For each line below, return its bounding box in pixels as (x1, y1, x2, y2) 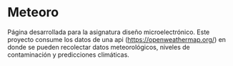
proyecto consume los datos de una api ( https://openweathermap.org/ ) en (7, 35, 227, 43)
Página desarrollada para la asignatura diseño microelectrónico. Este (7, 28, 210, 36)
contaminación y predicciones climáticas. (7, 50, 130, 59)
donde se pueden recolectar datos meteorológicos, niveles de (7, 43, 191, 51)
